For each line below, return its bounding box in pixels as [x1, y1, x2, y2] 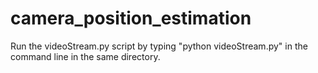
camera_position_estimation [10, 7, 252, 30]
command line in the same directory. [10, 50, 161, 62]
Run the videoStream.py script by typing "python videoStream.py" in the [10, 40, 308, 52]
